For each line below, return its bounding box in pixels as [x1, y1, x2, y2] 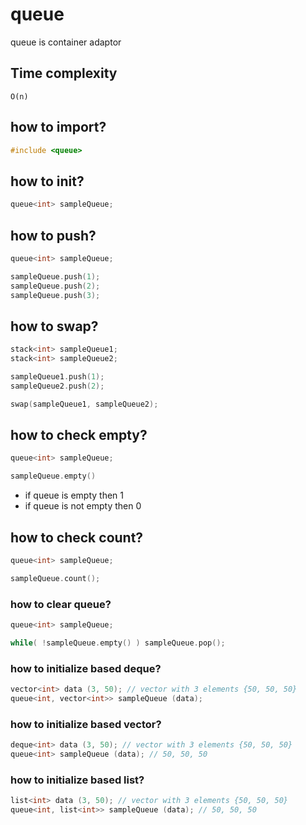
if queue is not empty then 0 [24, 500, 142, 512]
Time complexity [10, 65, 118, 82]
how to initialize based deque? [10, 661, 162, 675]
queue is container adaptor [10, 36, 122, 48]
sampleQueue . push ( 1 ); [10, 271, 101, 282]
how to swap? [10, 318, 99, 335]
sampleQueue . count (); [10, 573, 101, 583]
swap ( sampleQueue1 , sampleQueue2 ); [10, 399, 159, 409]
